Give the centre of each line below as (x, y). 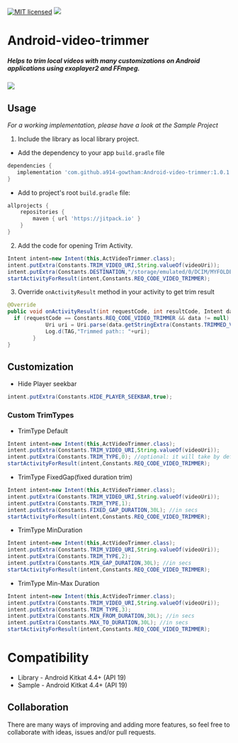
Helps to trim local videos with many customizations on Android (104, 60)
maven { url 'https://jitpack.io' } (87, 219)
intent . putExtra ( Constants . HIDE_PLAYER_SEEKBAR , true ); (90, 397)
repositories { (42, 212)
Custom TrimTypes (41, 415)
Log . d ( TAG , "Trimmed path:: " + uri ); (98, 331)
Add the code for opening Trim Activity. (75, 245)
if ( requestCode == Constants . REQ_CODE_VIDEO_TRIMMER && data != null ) (122, 319)
